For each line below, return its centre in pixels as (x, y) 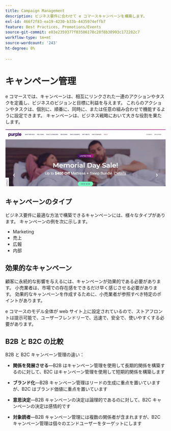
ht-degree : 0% (20, 48)
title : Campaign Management (35, 11)
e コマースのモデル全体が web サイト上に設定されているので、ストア (77, 311)
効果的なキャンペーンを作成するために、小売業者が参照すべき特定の (86, 294)
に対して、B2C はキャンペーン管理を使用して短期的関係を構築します (93, 372)
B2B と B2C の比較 (34, 341)
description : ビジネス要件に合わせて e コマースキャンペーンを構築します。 (76, 16)
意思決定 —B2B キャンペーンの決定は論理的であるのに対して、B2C (82, 400)
